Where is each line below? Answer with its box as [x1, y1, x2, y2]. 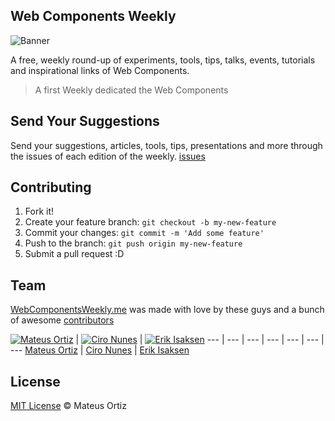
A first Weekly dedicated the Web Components [34, 84, 229, 96]
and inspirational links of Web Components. [10, 64, 190, 76]
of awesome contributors [10, 314, 115, 326]
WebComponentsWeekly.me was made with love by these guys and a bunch [10, 304, 325, 316]
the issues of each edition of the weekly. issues [10, 150, 206, 162]
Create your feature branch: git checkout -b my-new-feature [24, 216, 277, 228]
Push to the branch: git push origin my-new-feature [24, 237, 243, 249]
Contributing [10, 179, 92, 196]
